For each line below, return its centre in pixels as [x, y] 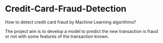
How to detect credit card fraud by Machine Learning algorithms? [71, 22]
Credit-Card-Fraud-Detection [66, 9]
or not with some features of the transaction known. [57, 36]
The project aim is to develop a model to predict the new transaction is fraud [81, 31]
